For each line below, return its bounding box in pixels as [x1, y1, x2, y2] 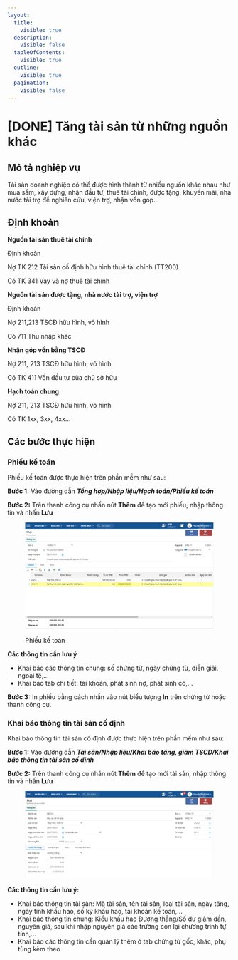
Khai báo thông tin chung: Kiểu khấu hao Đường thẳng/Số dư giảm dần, [17, 914, 227, 923]
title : [13, 19, 33, 26]
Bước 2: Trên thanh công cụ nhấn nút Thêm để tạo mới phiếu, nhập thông [7, 500, 224, 509]
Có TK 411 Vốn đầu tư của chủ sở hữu [7, 373, 117, 382]
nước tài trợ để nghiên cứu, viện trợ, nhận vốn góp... [7, 196, 160, 205]
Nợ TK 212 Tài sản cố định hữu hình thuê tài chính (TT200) [7, 263, 179, 272]
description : [13, 34, 53, 41]
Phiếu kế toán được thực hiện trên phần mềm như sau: [7, 473, 166, 481]
